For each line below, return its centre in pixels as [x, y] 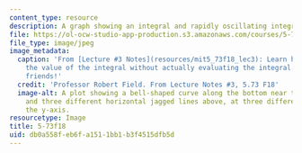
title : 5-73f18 [38, 127]
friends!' [44, 76]
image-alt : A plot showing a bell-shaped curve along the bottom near [152, 93]
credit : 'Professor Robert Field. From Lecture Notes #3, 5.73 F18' [148, 85]
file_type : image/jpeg [52, 43]
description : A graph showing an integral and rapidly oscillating [138, 26]
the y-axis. [48, 110]
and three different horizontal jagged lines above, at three [144, 101]
